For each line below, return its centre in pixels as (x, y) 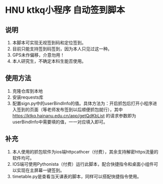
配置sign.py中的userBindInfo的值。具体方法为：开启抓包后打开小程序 (82, 103)
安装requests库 (28, 97)
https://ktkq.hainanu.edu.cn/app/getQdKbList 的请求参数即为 (74, 115)
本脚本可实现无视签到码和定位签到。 (49, 43)
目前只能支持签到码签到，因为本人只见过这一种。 (62, 49)
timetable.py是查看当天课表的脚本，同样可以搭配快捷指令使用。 (77, 176)
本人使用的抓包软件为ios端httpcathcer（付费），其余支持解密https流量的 (85, 151)
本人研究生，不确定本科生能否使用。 (49, 61)
